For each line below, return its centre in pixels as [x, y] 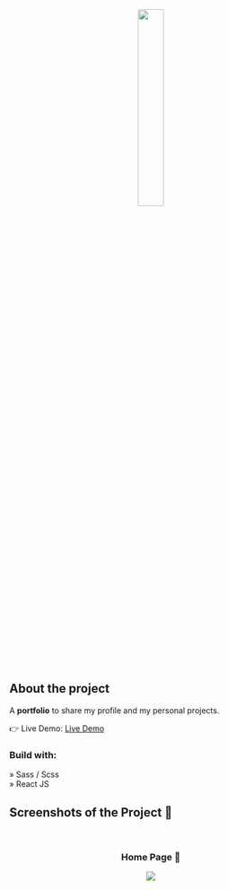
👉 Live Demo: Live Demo [57, 728]
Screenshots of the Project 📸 [91, 812]
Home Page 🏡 [151, 857]
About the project [60, 689]
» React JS [29, 784]
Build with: [33, 755]
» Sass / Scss [35, 774]
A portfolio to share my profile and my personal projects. [114, 710]
